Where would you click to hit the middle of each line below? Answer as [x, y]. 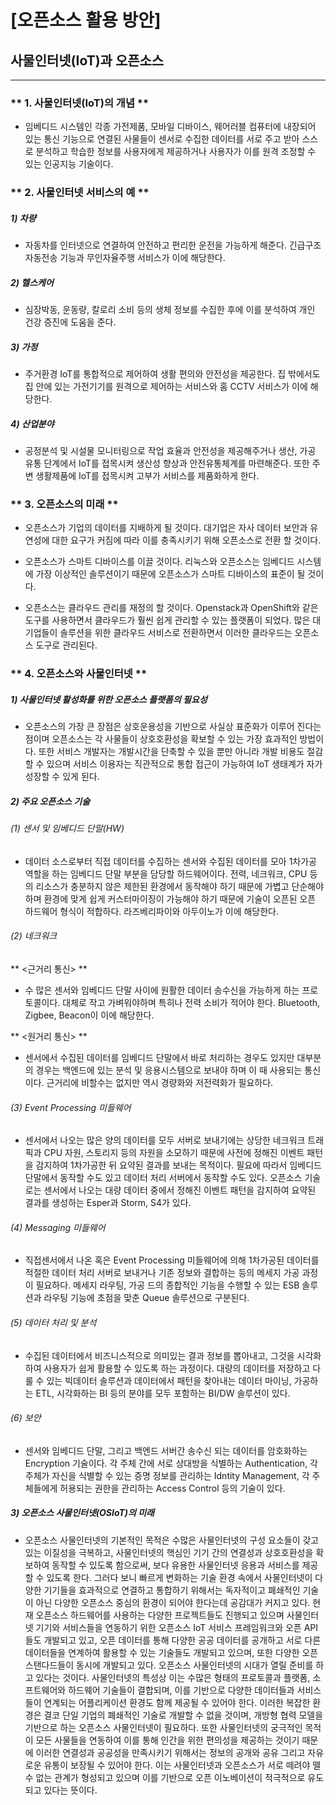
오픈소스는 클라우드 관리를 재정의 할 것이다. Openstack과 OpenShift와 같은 [171, 608]
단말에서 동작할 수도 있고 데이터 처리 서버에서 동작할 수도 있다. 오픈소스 [163, 1178]
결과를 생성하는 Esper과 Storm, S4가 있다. [108, 1203]
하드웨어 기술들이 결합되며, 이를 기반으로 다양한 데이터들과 [181, 1690]
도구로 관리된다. [66, 645]
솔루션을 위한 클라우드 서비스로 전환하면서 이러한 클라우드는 [176, 633]
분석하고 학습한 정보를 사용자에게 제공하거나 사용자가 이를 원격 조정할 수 [176, 152]
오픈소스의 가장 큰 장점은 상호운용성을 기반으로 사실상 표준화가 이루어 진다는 [173, 727]
